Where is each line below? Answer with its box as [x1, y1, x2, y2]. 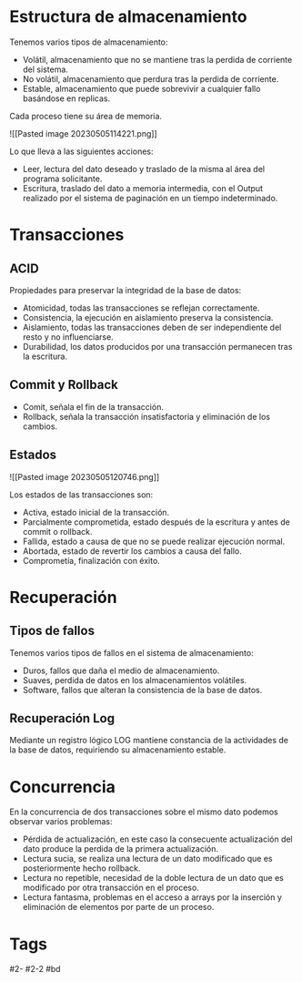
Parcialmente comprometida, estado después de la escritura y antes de [22, 517, 291, 527]
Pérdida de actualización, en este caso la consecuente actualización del [22, 834, 293, 844]
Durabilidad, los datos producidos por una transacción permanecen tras [22, 341, 293, 352]
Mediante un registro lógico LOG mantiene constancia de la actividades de [9, 735, 289, 746]
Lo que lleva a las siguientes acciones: [9, 146, 154, 157]
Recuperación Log [9, 711, 116, 726]
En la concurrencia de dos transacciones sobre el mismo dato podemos [9, 806, 279, 817]
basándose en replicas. [22, 93, 111, 104]
